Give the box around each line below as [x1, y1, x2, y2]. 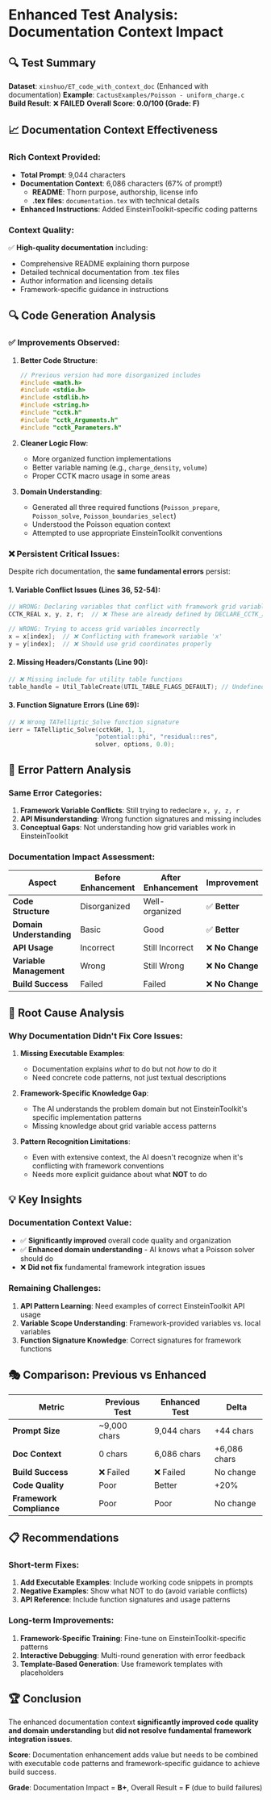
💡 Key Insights [8, 1192, 82, 1207]
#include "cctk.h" [19, 409, 82, 417]
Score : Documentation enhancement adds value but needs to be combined [8, 1750, 259, 1760]
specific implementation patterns [31, 1112, 143, 1122]
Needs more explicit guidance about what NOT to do [31, 1169, 207, 1179]
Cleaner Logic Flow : [19, 438, 89, 448]
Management [12, 966, 65, 977]
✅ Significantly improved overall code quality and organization [19, 1235, 231, 1245]
